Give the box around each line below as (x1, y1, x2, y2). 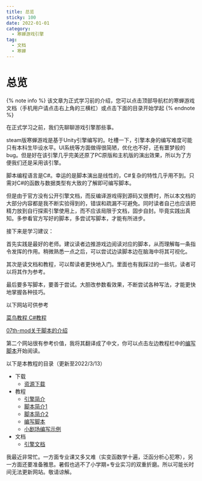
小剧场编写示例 (23, 425, 61, 432)
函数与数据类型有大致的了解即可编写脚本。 (29, 179, 135, 187)
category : (6, 25, 31, 32)
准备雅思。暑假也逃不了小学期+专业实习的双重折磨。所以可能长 (32, 461, 189, 468)
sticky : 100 (6, 14, 36, 20)
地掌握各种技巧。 (6, 288, 49, 296)
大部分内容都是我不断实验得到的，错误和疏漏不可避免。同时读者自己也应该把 (6, 199, 196, 206)
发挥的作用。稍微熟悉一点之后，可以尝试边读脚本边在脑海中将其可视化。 (11, 247, 191, 255)
